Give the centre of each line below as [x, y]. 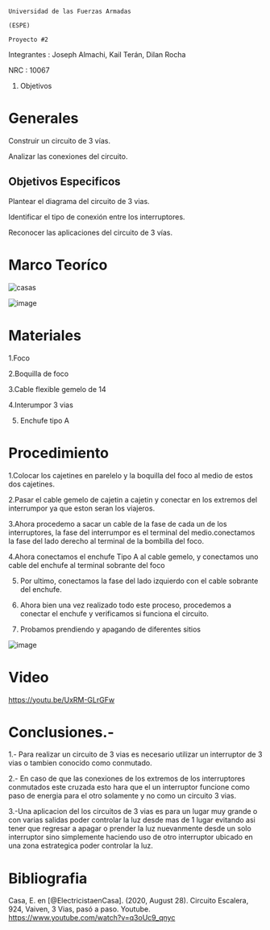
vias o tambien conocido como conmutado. [80, 763]
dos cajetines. [31, 484]
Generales [44, 119]
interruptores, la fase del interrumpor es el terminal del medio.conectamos [132, 532]
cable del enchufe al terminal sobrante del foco [87, 565]
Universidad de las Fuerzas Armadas [70, 11]
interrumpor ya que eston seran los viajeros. [82, 508]
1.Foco [19, 358]
